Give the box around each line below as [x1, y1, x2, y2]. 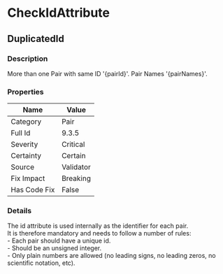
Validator [62, 162, 91, 172]
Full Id [10, 128, 31, 138]
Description [7, 54, 48, 64]
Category [10, 117, 42, 127]
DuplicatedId [7, 33, 64, 45]
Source [10, 162, 35, 172]
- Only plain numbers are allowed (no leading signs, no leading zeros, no [7, 252, 216, 260]
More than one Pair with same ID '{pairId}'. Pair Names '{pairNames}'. [7, 69, 208, 78]
